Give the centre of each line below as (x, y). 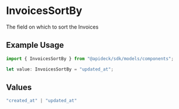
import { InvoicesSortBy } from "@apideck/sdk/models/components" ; (90, 59)
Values (19, 87)
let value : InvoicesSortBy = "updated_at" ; (60, 69)
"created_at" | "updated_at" (42, 101)
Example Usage (35, 45)
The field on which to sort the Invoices (52, 27)
